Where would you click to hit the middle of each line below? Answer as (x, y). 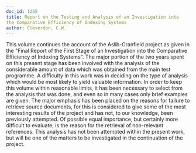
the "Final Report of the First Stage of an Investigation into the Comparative (97, 51)
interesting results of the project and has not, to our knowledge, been (90, 113)
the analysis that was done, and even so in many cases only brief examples (97, 94)
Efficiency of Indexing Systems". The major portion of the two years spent (95, 57)
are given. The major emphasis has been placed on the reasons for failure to (98, 101)
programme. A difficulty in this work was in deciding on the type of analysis (97, 76)
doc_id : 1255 (22, 11)
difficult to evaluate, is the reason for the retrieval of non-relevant (85, 125)
